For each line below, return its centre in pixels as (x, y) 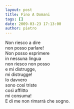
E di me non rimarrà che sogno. (37, 101)
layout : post (19, 10)
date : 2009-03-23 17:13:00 (33, 24)
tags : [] (14, 19)
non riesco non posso (27, 64)
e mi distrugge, (21, 69)
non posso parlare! (24, 48)
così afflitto (17, 90)
